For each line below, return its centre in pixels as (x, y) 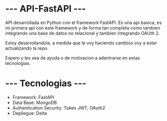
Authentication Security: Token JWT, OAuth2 (59, 107)
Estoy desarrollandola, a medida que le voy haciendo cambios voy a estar (81, 42)
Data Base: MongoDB (35, 102)
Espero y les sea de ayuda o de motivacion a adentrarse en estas (73, 57)
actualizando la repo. (27, 48)
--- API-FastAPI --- (46, 9)
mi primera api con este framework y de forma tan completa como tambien (83, 27)
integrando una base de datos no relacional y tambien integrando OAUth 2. (82, 33)
